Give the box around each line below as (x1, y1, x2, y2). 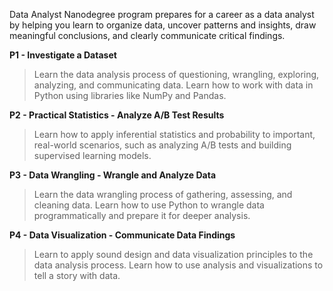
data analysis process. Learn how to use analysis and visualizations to (33, 259, 324, 271)
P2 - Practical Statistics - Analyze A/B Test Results (9, 109, 225, 121)
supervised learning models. (33, 150, 152, 161)
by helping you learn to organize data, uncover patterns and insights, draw (9, 19, 317, 31)
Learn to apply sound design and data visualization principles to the (33, 249, 314, 260)
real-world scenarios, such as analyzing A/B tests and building (33, 139, 292, 151)
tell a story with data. (33, 270, 121, 281)
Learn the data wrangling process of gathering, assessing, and (33, 189, 293, 200)
